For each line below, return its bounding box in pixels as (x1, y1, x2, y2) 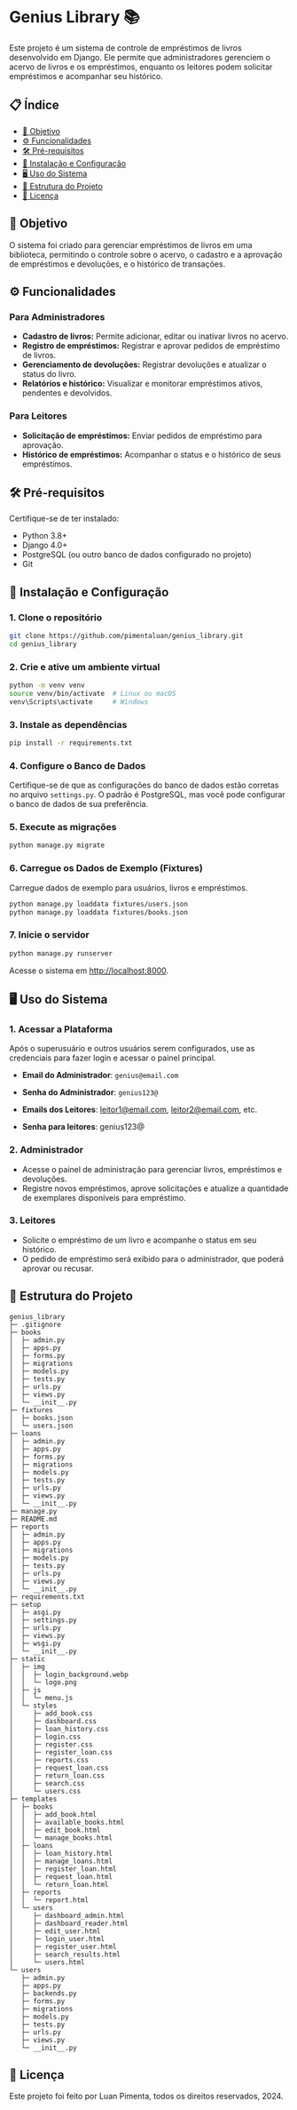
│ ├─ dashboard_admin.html (9, 1911, 125, 1920)
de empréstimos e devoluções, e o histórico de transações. (9, 259, 226, 269)
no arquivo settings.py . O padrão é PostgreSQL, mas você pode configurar (9, 789, 285, 800)
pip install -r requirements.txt (9, 739, 133, 747)
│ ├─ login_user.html (9, 1934, 105, 1943)
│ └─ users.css (9, 1786, 82, 1795)
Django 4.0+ (21, 539, 68, 551)
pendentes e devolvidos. (21, 388, 113, 398)
